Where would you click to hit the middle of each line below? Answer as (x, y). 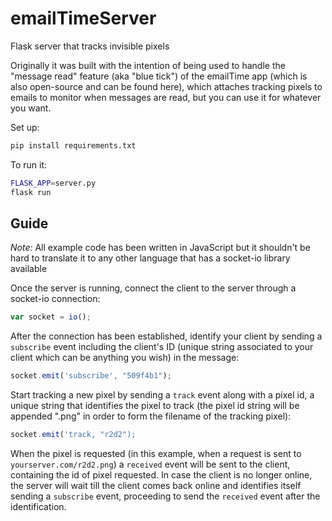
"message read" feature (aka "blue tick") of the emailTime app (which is (159, 76)
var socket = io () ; (51, 317)
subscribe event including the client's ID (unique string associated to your (162, 347)
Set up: (25, 127)
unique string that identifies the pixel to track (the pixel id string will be (155, 406)
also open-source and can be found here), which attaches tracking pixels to (166, 86)
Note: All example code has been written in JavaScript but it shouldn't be (160, 248)
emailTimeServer (83, 18)
